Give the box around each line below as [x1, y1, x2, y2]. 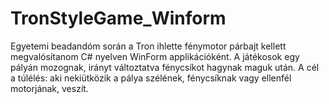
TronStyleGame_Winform [10, 7, 227, 30]
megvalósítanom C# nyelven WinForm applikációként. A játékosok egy [10, 50, 300, 62]
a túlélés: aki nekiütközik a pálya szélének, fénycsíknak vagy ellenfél [10, 72, 292, 84]
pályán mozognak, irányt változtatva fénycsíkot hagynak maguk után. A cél [10, 61, 320, 73]
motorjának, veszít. [10, 82, 89, 94]
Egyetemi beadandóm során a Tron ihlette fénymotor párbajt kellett [10, 40, 287, 52]
